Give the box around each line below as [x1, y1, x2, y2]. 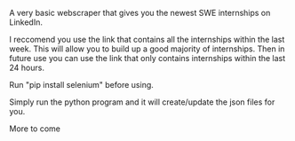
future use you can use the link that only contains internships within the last [9, 53, 286, 63]
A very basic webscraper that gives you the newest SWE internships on [9, 8, 271, 18]
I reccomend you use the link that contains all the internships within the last [9, 35, 285, 44]
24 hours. [9, 62, 44, 73]
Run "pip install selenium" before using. [9, 80, 154, 90]
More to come [9, 123, 60, 134]
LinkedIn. [9, 17, 43, 27]
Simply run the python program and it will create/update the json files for [9, 97, 275, 107]
